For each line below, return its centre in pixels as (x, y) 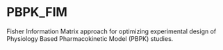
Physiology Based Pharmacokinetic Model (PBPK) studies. (90, 38)
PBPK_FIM (37, 12)
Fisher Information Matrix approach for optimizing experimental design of (111, 31)
